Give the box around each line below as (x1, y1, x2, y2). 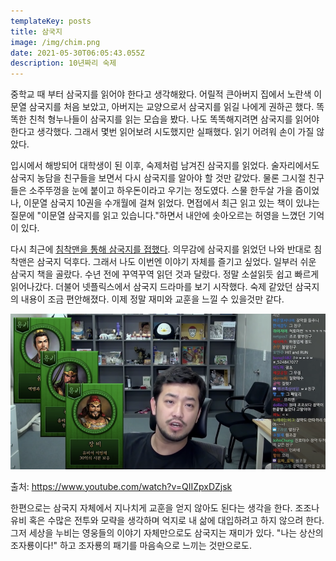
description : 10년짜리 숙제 (10, 58, 117, 69)
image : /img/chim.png (10, 37, 101, 47)
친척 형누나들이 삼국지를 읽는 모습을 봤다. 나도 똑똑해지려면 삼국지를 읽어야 (28, 113, 320, 125)
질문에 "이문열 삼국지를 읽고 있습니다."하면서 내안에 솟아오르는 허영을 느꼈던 (10, 210, 307, 222)
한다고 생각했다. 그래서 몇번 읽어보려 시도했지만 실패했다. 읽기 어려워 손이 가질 (10, 126, 315, 138)
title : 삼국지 (10, 26, 63, 37)
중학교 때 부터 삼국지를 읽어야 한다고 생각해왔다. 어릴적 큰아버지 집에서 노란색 (10, 88, 312, 100)
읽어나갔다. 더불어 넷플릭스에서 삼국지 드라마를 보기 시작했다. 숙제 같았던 (10, 281, 293, 293)
